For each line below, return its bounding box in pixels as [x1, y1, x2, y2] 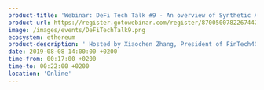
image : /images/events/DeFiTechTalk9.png [8, 26, 146, 34]
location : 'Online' [8, 70, 72, 77]
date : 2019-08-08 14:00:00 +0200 [8, 48, 118, 56]
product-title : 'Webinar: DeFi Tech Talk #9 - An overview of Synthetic [8, 11, 251, 20]
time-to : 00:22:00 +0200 [8, 63, 90, 70]
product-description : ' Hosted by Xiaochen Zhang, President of [8, 41, 223, 49]
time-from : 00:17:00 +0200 [8, 56, 97, 63]
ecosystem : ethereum [8, 33, 76, 41]
